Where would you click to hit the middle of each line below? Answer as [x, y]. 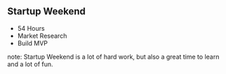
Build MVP [32, 43]
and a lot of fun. [31, 64]
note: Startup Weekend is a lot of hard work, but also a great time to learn [113, 57]
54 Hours [31, 28]
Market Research [42, 36]
